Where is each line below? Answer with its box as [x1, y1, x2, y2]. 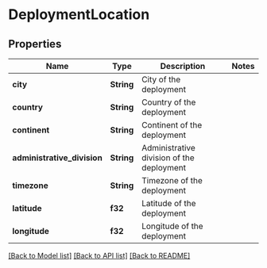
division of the [141, 152, 195, 163]
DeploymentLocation [8, 6, 150, 24]
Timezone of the [141, 175, 203, 186]
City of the [141, 74, 181, 85]
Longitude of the [141, 220, 204, 232]
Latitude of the [141, 198, 196, 209]
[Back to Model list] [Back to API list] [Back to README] [8, 251, 191, 260]
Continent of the [141, 120, 203, 130]
